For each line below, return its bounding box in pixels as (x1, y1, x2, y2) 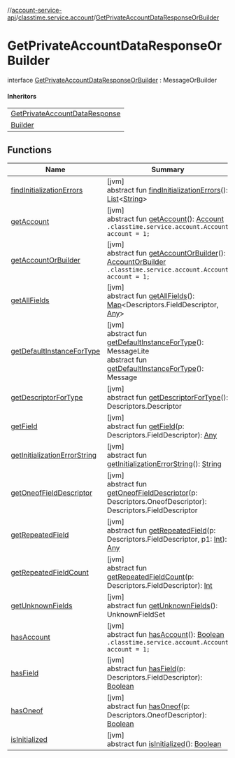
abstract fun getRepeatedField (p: (107, 525, 216, 535)
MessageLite (107, 346, 150, 356)
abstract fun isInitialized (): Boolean (107, 738, 222, 748)
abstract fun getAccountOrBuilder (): (107, 248, 226, 258)
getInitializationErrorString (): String (107, 458, 222, 468)
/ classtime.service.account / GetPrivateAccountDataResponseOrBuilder (15, 13, 220, 22)
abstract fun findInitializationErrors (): (107, 185, 229, 195)
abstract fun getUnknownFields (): (107, 601, 218, 610)
